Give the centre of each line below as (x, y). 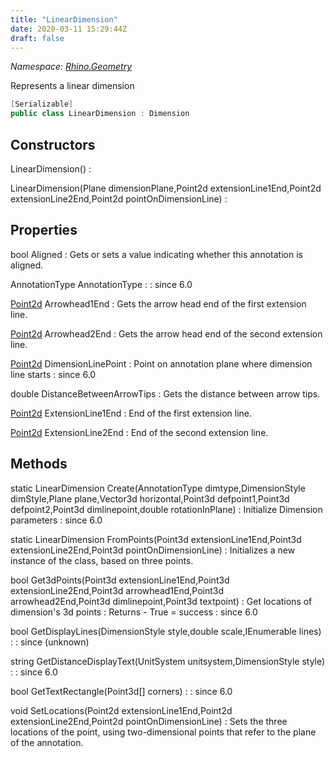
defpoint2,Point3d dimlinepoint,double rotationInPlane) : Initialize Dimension (166, 509)
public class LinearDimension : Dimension (100, 114)
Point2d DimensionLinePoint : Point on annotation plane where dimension (161, 363)
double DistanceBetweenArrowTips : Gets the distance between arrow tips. (165, 393)
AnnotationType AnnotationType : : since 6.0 (101, 284)
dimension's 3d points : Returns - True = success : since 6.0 (134, 612)
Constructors (53, 144)
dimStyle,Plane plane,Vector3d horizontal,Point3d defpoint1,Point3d (150, 498)
